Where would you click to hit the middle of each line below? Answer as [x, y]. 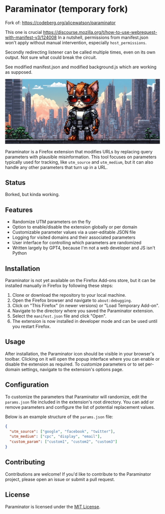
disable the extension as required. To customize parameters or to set [75, 364]
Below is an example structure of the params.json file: [59, 417]
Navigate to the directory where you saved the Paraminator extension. [83, 311]
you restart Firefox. [31, 327]
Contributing [25, 462]
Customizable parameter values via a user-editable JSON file [74, 232]
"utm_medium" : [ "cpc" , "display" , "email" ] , [56, 437]
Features [19, 210]
